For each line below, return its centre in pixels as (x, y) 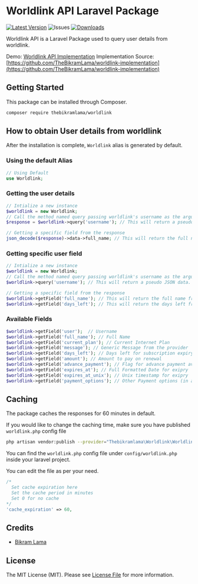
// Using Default (27, 173)
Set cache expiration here (44, 488)
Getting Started (35, 88)
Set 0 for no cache (35, 498)
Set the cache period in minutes (52, 493)
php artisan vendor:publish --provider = (57, 442)
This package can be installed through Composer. (67, 102)
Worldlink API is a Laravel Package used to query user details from (87, 38)
